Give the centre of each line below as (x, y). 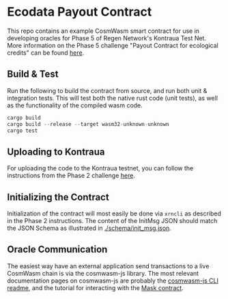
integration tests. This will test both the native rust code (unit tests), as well (113, 98)
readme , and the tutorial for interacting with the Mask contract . (96, 287)
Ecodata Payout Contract (80, 12)
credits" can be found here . (46, 53)
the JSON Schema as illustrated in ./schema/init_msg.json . (89, 228)
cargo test (23, 131)
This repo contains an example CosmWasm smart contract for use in (103, 31)
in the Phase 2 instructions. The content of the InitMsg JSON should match (112, 221)
